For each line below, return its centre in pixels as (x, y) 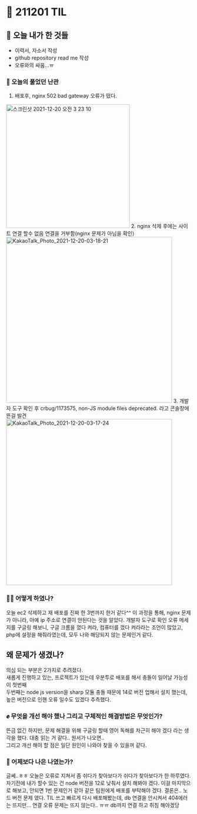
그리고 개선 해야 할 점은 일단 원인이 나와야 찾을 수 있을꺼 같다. (76, 745)
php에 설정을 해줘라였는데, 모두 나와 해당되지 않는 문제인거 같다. (80, 634)
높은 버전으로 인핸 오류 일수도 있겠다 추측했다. (59, 700)
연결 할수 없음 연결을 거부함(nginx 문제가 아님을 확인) (73, 234)
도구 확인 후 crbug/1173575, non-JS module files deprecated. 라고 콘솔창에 (101, 408)
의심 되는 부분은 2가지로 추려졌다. (45, 670)
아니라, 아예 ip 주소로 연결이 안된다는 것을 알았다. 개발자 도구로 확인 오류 (95, 620)
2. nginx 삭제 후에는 (154, 226)
